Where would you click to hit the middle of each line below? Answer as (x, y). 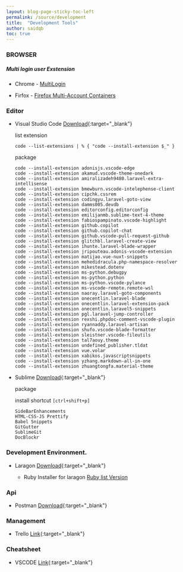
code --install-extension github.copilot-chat (73, 231)
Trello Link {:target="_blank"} (50, 534)
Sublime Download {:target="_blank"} (60, 377)
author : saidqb (25, 28)
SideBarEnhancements (40, 412)
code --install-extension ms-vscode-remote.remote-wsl (84, 288)
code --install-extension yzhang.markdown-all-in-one (83, 361)
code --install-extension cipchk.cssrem (65, 194)
